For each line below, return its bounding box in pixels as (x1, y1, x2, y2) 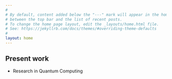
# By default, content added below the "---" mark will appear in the (5, 12, 159, 17)
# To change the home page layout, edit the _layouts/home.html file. (5, 21, 159, 27)
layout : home (5, 36, 33, 41)
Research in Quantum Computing (12, 68, 83, 74)
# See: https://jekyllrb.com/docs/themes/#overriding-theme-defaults (5, 26, 157, 31)
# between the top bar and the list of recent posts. (5, 17, 123, 22)
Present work (5, 54, 49, 63)
